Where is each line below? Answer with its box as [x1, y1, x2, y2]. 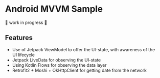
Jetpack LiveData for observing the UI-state [12, 57, 101, 63]
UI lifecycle [12, 52, 35, 58]
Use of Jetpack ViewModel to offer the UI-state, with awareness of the [12, 46, 155, 52]
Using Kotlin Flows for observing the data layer [12, 62, 107, 68]
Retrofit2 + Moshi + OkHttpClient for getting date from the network [12, 67, 147, 73]
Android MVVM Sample [5, 3, 103, 15]
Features [5, 34, 33, 42]
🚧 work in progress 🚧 [5, 19, 47, 25]
